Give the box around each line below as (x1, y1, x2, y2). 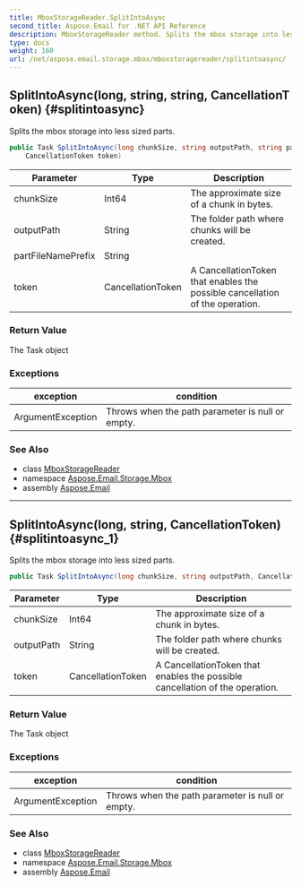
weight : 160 (9, 47, 54, 56)
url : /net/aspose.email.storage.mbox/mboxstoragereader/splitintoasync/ (9, 55, 287, 64)
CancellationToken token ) (25, 151, 123, 160)
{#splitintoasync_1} (9, 530, 119, 546)
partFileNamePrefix (13, 249, 96, 262)
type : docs (9, 38, 50, 47)
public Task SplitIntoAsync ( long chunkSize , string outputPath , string (9, 142, 282, 152)
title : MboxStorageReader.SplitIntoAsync (9, 13, 167, 22)
